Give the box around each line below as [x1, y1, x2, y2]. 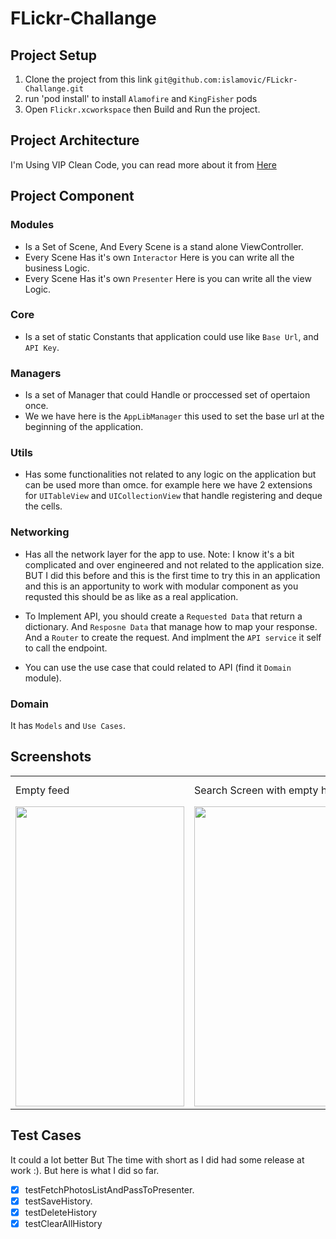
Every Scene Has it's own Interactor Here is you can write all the [24, 251, 295, 263]
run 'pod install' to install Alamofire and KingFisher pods [24, 93, 258, 104]
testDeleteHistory [24, 1206, 98, 1218]
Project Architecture [10, 132, 140, 149]
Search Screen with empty [194, 783, 319, 797]
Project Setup [10, 47, 98, 64]
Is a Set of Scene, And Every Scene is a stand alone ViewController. [24, 240, 304, 252]
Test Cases [10, 1127, 82, 1144]
